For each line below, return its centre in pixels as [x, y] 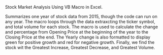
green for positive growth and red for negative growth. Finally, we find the [80, 42]
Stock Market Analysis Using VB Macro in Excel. [54, 7]
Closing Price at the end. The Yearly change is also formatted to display [78, 37]
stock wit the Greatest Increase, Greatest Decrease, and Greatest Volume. [80, 47]
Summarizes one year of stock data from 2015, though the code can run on [81, 16]
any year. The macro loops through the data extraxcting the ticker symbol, [80, 22]
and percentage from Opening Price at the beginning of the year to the [77, 32]
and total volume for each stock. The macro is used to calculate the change [82, 27]
